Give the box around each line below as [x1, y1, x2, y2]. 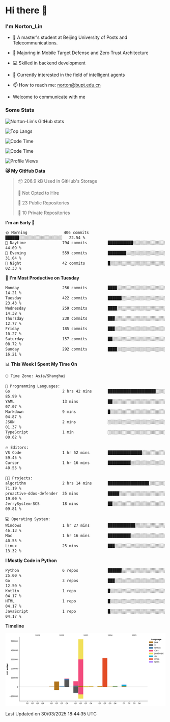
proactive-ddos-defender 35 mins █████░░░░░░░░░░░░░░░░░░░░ [5, 491, 165, 496]
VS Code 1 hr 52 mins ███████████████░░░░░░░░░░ [5, 450, 165, 455]
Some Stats [5, 107, 35, 114]
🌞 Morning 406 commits [5, 230, 89, 235]
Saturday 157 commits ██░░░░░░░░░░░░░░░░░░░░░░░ [5, 336, 165, 341]
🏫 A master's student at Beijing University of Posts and [12, 34, 128, 40]
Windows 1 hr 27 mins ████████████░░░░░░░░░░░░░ [5, 523, 165, 528]
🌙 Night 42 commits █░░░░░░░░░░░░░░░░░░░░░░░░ [5, 261, 165, 266]
